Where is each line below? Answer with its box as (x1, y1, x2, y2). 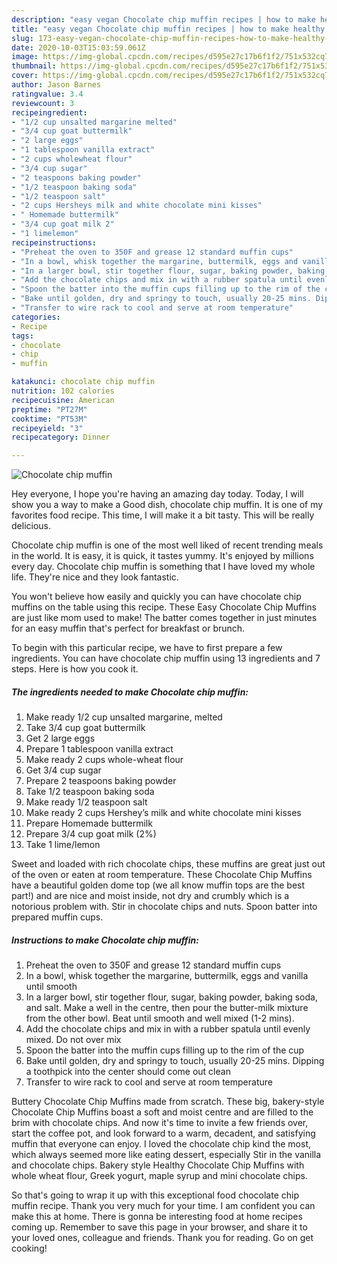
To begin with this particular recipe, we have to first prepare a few (11, 642, 283, 654)
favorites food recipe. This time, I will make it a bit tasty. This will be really (11, 509, 315, 521)
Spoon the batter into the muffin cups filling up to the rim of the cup (25, 1044, 305, 1056)
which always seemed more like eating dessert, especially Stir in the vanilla (11, 1149, 322, 1161)
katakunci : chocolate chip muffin (11, 377, 156, 387)
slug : (11, 33, 34, 43)
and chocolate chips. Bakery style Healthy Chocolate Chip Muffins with (11, 1159, 305, 1171)
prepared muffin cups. (11, 911, 104, 923)
